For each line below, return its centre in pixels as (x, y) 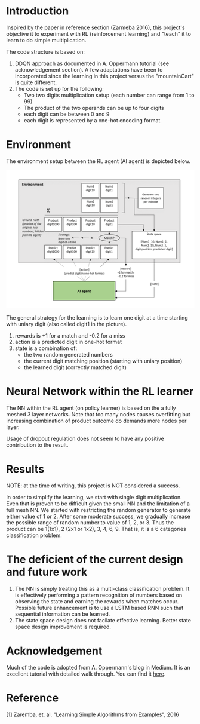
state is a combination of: (46, 348)
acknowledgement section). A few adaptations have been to (89, 69)
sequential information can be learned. (62, 614)
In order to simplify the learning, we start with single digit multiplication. (94, 497)
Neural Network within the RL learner (100, 392)
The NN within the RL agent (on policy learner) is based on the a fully (91, 408)
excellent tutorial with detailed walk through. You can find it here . (86, 674)
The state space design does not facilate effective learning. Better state (103, 620)
